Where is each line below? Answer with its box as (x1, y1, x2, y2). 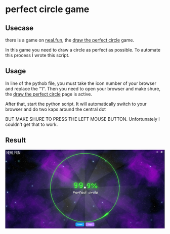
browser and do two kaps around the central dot (5, 106, 106, 112)
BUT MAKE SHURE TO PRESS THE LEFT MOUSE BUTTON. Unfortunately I (5, 116, 160, 122)
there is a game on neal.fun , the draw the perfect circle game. (5, 37, 135, 43)
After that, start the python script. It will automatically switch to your (5, 101, 147, 107)
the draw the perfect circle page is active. (5, 91, 93, 97)
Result (5, 136, 26, 145)
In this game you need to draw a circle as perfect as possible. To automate (5, 47, 161, 53)
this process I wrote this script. (5, 52, 70, 58)
